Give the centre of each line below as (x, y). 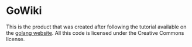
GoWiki (24, 11)
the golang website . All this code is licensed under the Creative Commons (95, 32)
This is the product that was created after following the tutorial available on (96, 27)
